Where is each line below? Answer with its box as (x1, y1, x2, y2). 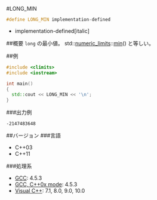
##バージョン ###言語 (6, 132, 61, 139)
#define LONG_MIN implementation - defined (6, 17, 111, 23)
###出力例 (6, 109, 32, 116)
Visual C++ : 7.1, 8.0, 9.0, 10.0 (14, 187, 85, 195)
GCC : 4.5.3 (14, 174, 42, 181)
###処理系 (6, 162, 32, 170)
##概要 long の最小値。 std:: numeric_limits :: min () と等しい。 (6, 39, 154, 47)
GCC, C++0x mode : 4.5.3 (14, 181, 78, 188)
